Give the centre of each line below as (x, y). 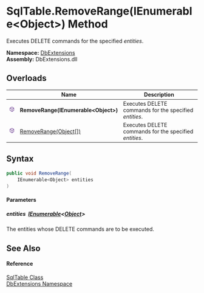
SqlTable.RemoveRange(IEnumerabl (99, 11)
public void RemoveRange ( (39, 174)
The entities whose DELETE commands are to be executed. (80, 229)
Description (159, 95)
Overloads (26, 78)
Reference (20, 264)
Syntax (20, 158)
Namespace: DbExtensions (41, 52)
